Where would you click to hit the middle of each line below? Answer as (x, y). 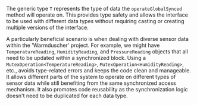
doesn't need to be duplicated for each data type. (67, 96)
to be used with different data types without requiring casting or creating (95, 21)
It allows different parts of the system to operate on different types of (91, 77)
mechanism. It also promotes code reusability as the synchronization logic (97, 89)
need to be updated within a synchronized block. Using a (76, 58)
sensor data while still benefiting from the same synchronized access (91, 83)
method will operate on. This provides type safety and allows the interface (97, 15)
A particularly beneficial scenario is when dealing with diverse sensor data (98, 39)
